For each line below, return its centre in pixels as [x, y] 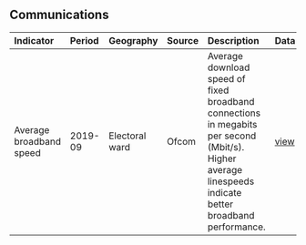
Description [233, 40]
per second [232, 136]
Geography [133, 40]
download [229, 67]
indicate [224, 192]
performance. [236, 227]
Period [84, 40]
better [220, 204]
